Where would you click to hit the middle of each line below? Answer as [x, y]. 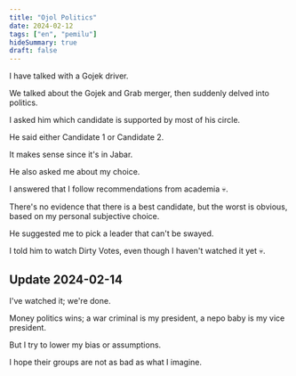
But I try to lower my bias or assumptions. [85, 345]
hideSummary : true [43, 42]
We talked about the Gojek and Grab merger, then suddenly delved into [139, 94]
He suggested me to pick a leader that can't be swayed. [112, 233]
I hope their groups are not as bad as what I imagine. [106, 362]
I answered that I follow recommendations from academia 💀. [119, 189]
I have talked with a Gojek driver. [69, 76]
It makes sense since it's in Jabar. [71, 155]
